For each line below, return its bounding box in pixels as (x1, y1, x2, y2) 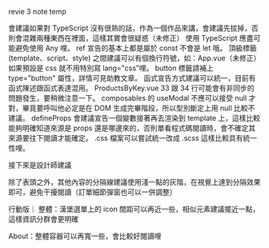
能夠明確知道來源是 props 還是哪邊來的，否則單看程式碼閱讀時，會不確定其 (8, 123, 256, 133)
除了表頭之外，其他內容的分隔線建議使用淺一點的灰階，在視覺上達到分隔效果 (8, 178, 261, 186)
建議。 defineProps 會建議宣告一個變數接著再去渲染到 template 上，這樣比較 (8, 114, 261, 122)
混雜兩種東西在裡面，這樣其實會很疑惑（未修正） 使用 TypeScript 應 (22, 34, 247, 42)
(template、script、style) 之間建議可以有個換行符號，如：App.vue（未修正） (8, 54, 261, 62)
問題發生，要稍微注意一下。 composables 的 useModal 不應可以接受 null (8, 94, 247, 102)
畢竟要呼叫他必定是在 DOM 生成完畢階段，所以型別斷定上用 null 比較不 (22, 103, 255, 113)
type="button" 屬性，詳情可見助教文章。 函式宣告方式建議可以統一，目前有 (8, 74, 256, 82)
